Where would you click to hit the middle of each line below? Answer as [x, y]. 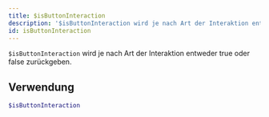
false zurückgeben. [40, 62]
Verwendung [41, 87]
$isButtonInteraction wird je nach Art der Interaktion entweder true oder [129, 54]
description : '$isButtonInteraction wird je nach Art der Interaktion [128, 23]
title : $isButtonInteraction [57, 16]
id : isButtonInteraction [50, 30]
